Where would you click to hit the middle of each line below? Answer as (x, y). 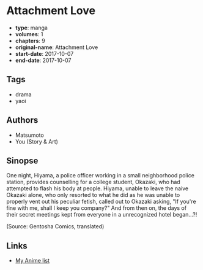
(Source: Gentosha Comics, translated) (55, 226)
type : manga (31, 28)
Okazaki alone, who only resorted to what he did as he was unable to (93, 195)
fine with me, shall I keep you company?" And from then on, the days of (97, 208)
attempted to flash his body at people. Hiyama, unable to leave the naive (97, 188)
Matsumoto (29, 135)
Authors (22, 120)
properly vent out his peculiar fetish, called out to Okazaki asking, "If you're (102, 202)
